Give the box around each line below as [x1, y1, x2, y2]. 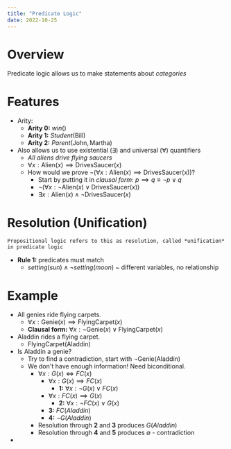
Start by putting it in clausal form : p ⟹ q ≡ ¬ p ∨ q [37, 176, 182, 184]
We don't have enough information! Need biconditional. [27, 362, 186, 371]
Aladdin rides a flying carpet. [17, 332, 101, 341]
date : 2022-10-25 [7, 17, 58, 24]
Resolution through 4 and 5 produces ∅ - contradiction [37, 428, 195, 437]
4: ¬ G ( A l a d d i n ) [48, 414, 92, 422]
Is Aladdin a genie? [17, 348, 72, 356]
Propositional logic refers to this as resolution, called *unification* [7, 237, 225, 245]
